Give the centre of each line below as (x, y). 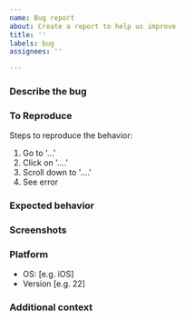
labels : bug (32, 43)
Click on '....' (45, 163)
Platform (29, 255)
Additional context (51, 307)
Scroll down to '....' (57, 173)
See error (40, 182)
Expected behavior (52, 205)
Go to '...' (39, 153)
